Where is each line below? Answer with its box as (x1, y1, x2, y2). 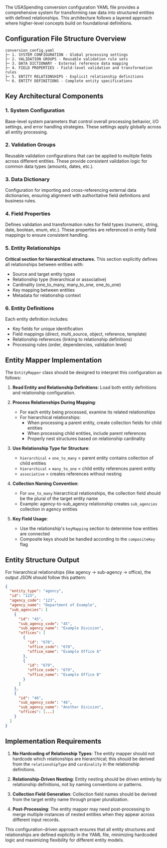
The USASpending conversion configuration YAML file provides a (5, 4, 140, 10)
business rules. (5, 198, 36, 204)
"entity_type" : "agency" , (9, 589, 64, 594)
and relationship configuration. (12, 390, 76, 396)
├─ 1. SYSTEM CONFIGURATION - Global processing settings (5, 52, 128, 57)
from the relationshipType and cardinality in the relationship (12, 761, 140, 767)
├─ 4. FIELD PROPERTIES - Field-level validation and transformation (5, 65, 153, 70)
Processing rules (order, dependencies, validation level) (12, 342, 127, 348)
